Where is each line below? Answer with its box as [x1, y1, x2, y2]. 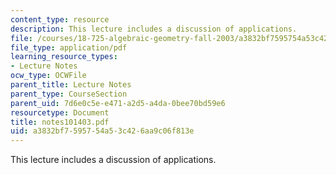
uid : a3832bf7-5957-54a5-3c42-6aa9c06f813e [10, 126, 195, 136]
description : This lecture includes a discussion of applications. [10, 24, 298, 34]
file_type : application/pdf [10, 42, 128, 53]
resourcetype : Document [10, 107, 110, 118]
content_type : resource [10, 14, 110, 25]
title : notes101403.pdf [10, 117, 110, 127]
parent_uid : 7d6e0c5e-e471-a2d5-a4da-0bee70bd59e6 [10, 98, 226, 108]
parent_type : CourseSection [10, 89, 128, 99]
